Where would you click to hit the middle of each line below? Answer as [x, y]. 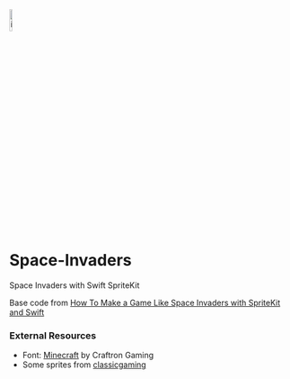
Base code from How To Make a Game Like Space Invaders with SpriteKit [145, 302]
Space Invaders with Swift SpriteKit [75, 285]
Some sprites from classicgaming [84, 365]
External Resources [53, 335]
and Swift [27, 312]
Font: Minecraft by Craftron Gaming [88, 356]
